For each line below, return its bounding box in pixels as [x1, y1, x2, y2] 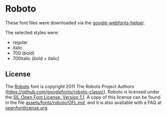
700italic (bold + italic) [12, 55, 60, 61]
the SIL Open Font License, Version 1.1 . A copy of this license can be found [5, 94, 161, 100]
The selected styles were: [5, 29, 59, 35]
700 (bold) [12, 50, 35, 56]
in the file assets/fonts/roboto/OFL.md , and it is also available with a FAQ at [5, 99, 162, 105]
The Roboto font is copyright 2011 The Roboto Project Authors [5, 83, 135, 89]
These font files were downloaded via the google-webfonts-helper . [5, 20, 145, 26]
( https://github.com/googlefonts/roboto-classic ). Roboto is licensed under [5, 89, 160, 95]
